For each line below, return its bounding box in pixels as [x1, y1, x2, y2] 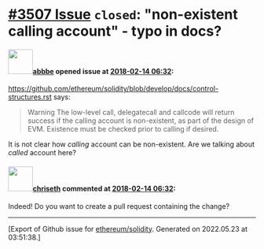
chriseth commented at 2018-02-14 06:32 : [32, 184, 176, 193]
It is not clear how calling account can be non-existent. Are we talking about [8, 139, 255, 149]
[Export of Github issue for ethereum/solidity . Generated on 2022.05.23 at [8, 224, 248, 233]
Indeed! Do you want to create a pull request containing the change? [8, 201, 230, 210]
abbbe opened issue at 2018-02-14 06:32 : [32, 66, 174, 76]
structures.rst [8, 92, 53, 102]
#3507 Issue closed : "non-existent [8, 6, 238, 24]
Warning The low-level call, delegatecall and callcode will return [27, 108, 235, 117]
